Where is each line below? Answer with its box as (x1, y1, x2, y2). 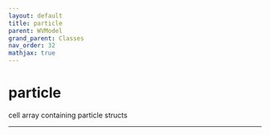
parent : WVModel (8, 27, 63, 35)
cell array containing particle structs (8, 110, 128, 120)
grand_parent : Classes (8, 34, 84, 43)
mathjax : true (8, 49, 56, 57)
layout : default (8, 11, 63, 20)
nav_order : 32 (8, 42, 56, 50)
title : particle (8, 19, 63, 27)
